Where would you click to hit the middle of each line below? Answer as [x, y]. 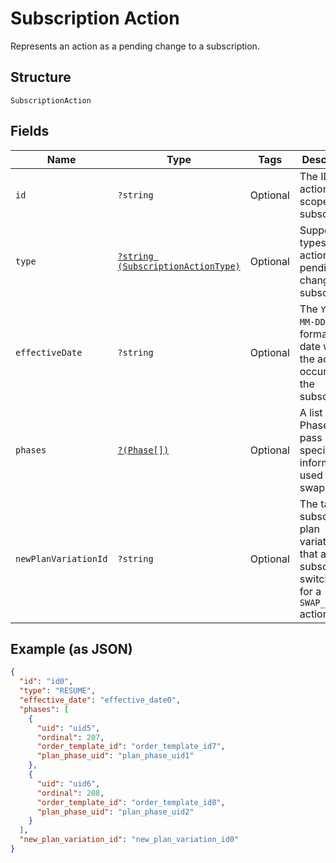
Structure [41, 77]
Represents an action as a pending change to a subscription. [135, 46]
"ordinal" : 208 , [70, 793]
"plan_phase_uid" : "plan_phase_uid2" [115, 812]
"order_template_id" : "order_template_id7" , [131, 747]
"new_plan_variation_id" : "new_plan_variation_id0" [129, 840]
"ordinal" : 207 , [70, 737]
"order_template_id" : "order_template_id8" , [131, 802]
